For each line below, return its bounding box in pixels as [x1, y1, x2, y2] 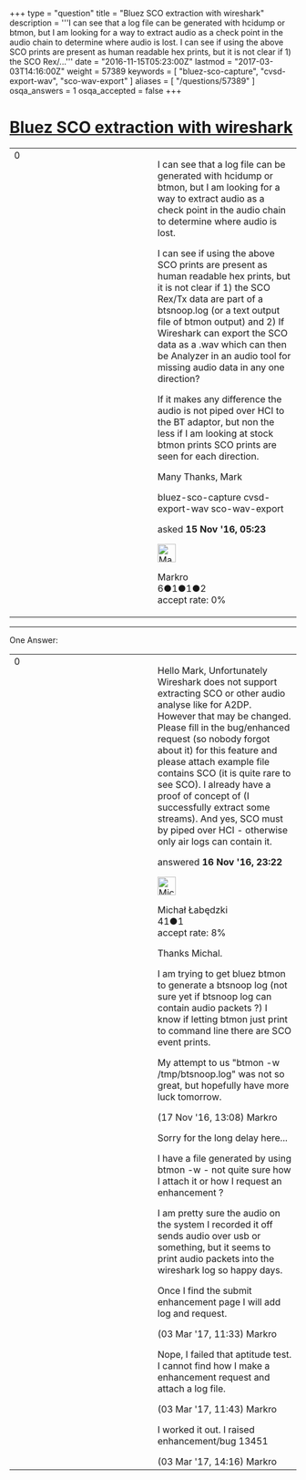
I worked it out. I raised [158, 1423, 255, 1435]
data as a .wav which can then [158, 337, 287, 350]
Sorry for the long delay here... [158, 1131, 289, 1144]
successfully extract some [158, 801, 270, 813]
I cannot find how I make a [158, 1359, 270, 1371]
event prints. [158, 1035, 211, 1048]
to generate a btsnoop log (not [158, 978, 289, 991]
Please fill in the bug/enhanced [158, 720, 291, 733]
